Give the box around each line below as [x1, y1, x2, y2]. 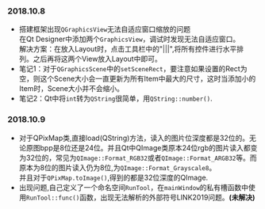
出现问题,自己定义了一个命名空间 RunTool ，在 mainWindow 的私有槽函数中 [18, 182, 249, 192]
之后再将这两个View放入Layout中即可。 [33, 54, 162, 64]
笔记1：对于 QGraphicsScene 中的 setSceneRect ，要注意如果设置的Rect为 [18, 64, 248, 74]
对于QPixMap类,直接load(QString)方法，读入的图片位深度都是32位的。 [18, 133, 250, 142]
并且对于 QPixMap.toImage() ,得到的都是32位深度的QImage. [18, 173, 209, 182]
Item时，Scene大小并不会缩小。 [18, 84, 125, 93]
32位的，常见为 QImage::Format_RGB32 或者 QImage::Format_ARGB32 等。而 [25, 153, 257, 162]
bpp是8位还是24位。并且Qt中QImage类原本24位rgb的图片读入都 [40, 142, 251, 152]
